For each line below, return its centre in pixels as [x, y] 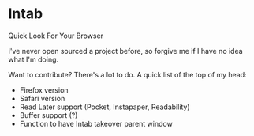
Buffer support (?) [49, 115]
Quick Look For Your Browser [56, 36]
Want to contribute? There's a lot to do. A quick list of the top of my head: [127, 74]
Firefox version [44, 90]
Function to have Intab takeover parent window [96, 123]
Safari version [42, 98]
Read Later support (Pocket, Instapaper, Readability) [105, 107]
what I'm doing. [34, 59]
